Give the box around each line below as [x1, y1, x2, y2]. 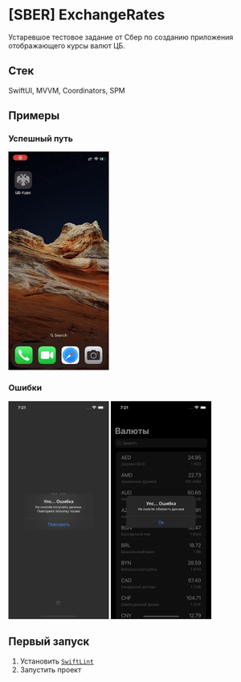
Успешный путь [8, 133, 74, 144]
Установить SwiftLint [19, 656, 94, 666]
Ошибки [8, 382, 43, 394]
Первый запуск [8, 634, 90, 649]
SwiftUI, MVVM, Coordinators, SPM [8, 85, 126, 95]
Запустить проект [19, 664, 82, 674]
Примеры [8, 109, 60, 122]
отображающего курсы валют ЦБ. [8, 40, 126, 50]
